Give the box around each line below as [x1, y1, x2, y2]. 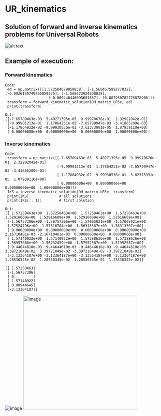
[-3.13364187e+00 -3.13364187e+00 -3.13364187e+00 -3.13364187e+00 [7, 253, 146, 258]
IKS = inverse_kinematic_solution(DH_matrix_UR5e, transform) [7, 189, 135, 194]
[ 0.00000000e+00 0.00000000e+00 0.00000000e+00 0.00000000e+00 [7, 228, 146, 232]
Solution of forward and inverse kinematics [5, 23, 138, 31]
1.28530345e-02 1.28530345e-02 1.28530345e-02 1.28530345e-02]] [5, 257, 144, 262]
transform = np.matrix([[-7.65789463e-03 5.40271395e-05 [7, 155, 127, 160]
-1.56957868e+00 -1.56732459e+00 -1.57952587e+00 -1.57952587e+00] [5, 240, 144, 245]
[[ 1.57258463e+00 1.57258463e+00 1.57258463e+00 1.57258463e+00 [5, 211, 146, 216]
